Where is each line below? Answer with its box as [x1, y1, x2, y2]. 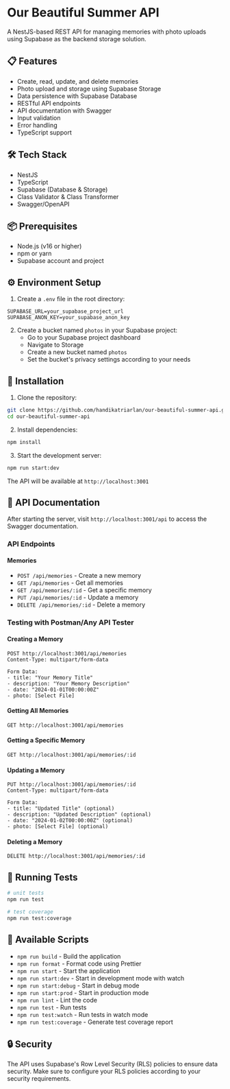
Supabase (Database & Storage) [16, 185, 108, 194]
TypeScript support [16, 128, 72, 137]
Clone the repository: [16, 393, 77, 401]
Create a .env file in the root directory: [16, 295, 125, 303]
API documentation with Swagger [16, 106, 112, 115]
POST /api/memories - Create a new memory [16, 572, 142, 580]
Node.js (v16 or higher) [16, 242, 82, 250]
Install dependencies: [16, 425, 78, 434]
